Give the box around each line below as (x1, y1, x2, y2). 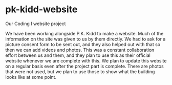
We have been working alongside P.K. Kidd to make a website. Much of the (5, 30, 164, 36)
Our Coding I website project (5, 20, 66, 27)
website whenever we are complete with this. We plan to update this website (5, 57, 167, 63)
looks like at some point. (5, 74, 57, 80)
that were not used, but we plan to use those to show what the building (5, 68, 155, 75)
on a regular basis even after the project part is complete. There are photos (5, 63, 164, 69)
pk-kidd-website (5, 4, 78, 15)
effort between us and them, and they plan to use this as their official (5, 52, 151, 58)
